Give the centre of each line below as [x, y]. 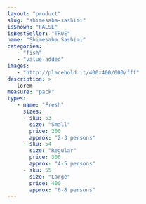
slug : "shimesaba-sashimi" [47, 20]
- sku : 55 [37, 170]
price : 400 [45, 183]
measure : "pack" [31, 92]
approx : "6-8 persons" [62, 190]
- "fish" [29, 53]
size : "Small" [50, 124]
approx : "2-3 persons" [62, 137]
